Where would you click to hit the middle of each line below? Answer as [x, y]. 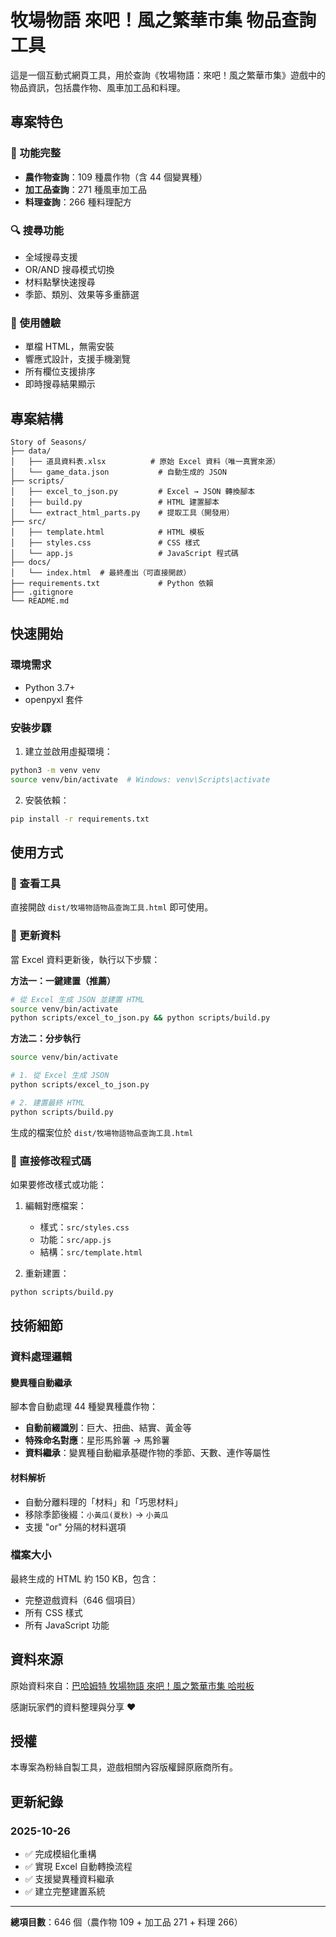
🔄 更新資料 [36, 936]
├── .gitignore [42, 592]
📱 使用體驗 [36, 323]
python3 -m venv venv [55, 771]
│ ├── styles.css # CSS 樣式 [105, 543]
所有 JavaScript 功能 [67, 1625]
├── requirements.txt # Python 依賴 [112, 584]
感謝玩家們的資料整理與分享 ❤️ [73, 1707]
